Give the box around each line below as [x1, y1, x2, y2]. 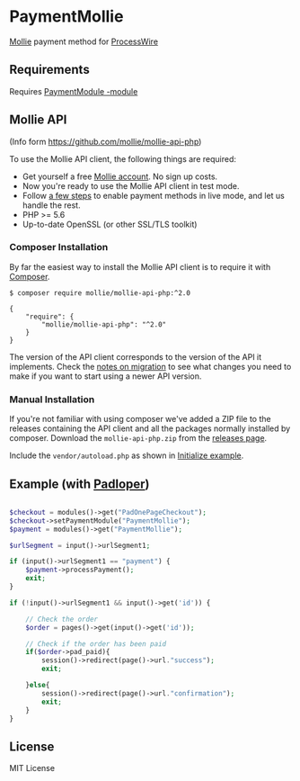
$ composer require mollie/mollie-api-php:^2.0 [9, 288, 191, 298]
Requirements [9, 62, 90, 77]
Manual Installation [9, 393, 95, 406]
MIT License [9, 763, 56, 774]
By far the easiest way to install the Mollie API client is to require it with [9, 261, 271, 272]
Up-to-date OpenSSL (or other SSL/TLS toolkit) [22, 219, 198, 229]
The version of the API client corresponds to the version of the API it [9, 351, 262, 362]
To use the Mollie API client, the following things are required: [9, 153, 236, 164]
